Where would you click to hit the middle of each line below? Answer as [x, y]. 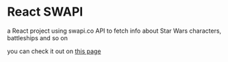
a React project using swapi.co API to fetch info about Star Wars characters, [114, 31]
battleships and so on [38, 37]
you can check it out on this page [54, 51]
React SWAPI [45, 12]
